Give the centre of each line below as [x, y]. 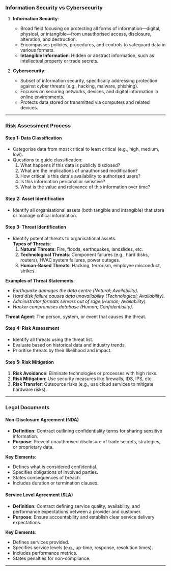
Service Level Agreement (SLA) [39, 495]
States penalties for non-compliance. [51, 558]
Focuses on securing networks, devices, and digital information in [89, 92]
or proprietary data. [33, 447]
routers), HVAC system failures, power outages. [70, 260]
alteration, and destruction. [49, 39]
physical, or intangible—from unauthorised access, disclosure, [86, 34]
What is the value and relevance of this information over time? [85, 187]
